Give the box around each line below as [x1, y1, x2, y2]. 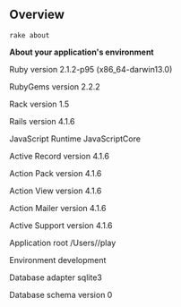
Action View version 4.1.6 [9, 185, 102, 196]
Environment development [9, 254, 107, 265]
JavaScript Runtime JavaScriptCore [9, 133, 142, 144]
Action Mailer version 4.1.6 [9, 202, 107, 213]
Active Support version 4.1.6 [9, 219, 113, 231]
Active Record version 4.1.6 [9, 150, 110, 161]
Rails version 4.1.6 [9, 115, 75, 126]
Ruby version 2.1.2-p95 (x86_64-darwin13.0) [9, 64, 173, 74]
